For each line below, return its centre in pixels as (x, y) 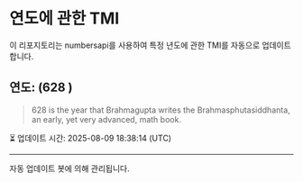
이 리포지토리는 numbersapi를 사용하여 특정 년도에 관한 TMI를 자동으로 (135, 45)
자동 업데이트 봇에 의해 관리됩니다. (69, 168)
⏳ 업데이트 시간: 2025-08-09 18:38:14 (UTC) (91, 138)
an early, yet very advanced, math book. (106, 119)
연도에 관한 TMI (64, 18)
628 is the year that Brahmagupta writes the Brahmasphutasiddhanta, (161, 110)
